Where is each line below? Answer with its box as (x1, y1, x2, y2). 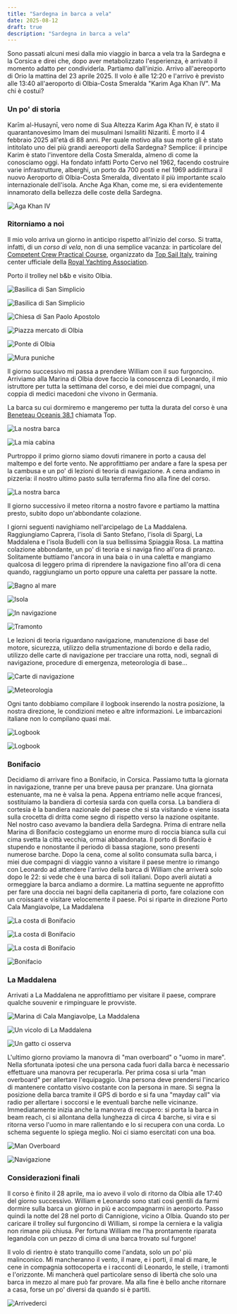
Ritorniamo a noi (7, 219, 65, 229)
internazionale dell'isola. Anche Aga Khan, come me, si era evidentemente (7, 181, 224, 189)
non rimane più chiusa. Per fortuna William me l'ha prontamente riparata (7, 1227, 217, 1235)
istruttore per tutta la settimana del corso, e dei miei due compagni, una (7, 382, 215, 390)
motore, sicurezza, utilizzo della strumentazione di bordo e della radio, (7, 643, 212, 652)
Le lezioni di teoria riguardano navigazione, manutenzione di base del (7, 635, 209, 644)
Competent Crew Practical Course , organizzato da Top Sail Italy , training (7, 250, 217, 258)
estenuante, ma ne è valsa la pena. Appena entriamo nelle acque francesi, (7, 791, 223, 799)
